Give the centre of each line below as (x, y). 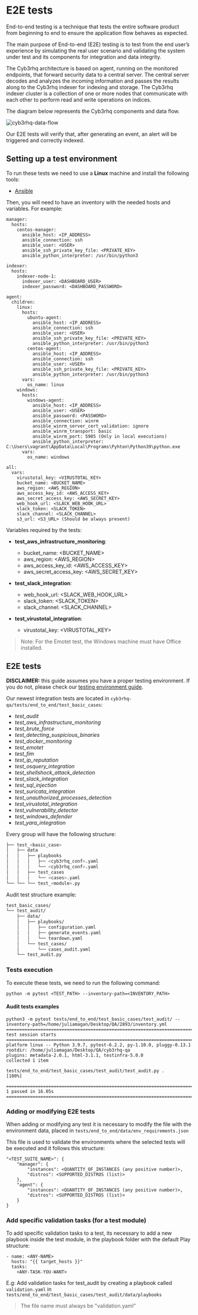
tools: (13, 179)
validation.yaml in (29, 1289)
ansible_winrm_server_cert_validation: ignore (90, 426)
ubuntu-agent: (44, 317)
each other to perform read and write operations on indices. (79, 99)
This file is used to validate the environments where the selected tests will (96, 1142)
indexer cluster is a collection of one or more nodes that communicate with (97, 93)
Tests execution (29, 970)
